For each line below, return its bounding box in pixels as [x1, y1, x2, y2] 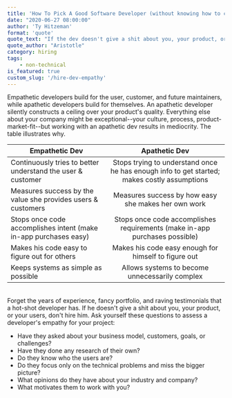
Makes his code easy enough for [112, 243, 219, 252]
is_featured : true [7, 68, 60, 74]
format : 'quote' [7, 29, 54, 37]
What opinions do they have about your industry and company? [17, 376, 198, 384]
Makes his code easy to [10, 243, 88, 252]
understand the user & [10, 166, 83, 176]
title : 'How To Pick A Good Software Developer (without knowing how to [7, 10, 221, 17]
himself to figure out [132, 252, 198, 261]
